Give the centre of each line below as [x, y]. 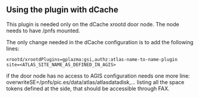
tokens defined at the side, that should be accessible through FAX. [88, 88]
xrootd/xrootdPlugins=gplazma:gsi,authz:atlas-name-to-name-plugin [92, 59]
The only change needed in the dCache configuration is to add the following [100, 42]
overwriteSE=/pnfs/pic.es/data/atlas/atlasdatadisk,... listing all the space [95, 82]
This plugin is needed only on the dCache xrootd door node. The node [93, 24]
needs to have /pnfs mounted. [43, 30]
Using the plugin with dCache [62, 10]
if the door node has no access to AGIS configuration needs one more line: [98, 76]
